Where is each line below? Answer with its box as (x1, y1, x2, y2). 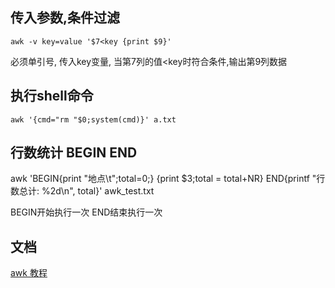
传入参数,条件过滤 (10, 9, 121, 27)
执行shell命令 (10, 88, 94, 105)
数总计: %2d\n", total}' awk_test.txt (10, 185, 155, 197)
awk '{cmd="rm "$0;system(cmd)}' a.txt (10, 114, 177, 125)
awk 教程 (10, 267, 48, 279)
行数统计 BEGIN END (10, 144, 138, 162)
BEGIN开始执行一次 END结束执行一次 (10, 206, 163, 218)
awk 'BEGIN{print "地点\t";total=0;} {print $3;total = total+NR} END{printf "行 (10, 173, 326, 185)
